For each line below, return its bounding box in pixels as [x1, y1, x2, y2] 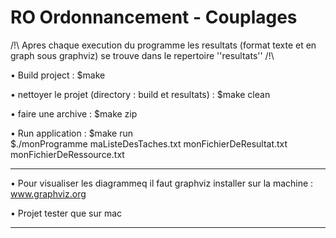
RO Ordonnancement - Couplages [10, 6, 298, 29]
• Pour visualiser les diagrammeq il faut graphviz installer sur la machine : [10, 177, 314, 189]
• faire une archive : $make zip [10, 107, 138, 120]
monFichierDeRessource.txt [10, 148, 125, 160]
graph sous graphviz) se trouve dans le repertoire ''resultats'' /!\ [10, 49, 275, 61]
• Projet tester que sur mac [10, 207, 123, 219]
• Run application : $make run [10, 127, 134, 139]
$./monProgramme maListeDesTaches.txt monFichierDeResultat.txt [10, 137, 288, 150]
